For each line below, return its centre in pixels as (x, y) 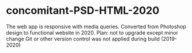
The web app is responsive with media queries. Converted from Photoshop (96, 26)
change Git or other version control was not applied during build (83, 39)
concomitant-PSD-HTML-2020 (83, 11)
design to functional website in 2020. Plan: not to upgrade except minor (92, 32)
